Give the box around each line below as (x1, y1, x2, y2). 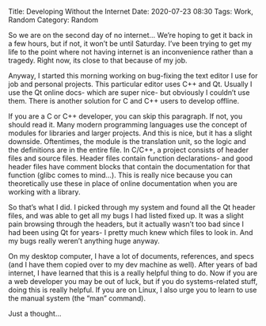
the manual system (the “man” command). (8, 294, 146, 303)
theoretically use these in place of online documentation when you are (8, 179, 237, 188)
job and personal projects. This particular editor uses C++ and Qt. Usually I (8, 79, 253, 89)
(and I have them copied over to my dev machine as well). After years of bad (8, 260, 258, 269)
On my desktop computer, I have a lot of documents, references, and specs (8, 252, 255, 260)
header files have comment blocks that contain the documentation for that (8, 162, 251, 171)
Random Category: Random (8, 15, 99, 25)
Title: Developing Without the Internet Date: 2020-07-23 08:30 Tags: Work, (8, 7, 253, 16)
